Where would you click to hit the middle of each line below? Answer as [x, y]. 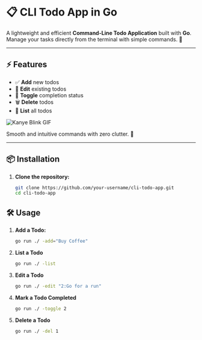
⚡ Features [27, 65]
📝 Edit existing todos [41, 89]
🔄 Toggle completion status [49, 95]
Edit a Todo [29, 275]
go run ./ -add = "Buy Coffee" [51, 241]
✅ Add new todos [37, 82]
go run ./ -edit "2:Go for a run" [58, 286]
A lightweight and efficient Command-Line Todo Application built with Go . [99, 33]
